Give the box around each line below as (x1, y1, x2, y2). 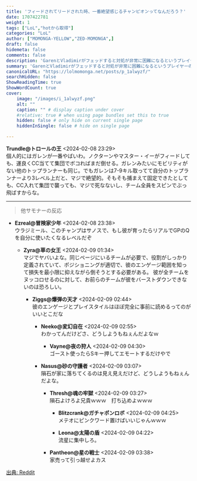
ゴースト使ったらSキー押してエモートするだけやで (49, 350, 171, 357)
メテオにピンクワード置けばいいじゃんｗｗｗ (58, 417, 167, 424)
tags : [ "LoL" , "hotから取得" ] (6, 25, 74, 31)
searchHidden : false (6, 74, 57, 80)
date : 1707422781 (6, 14, 49, 20)
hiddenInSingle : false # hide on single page (16, 123, 130, 129)
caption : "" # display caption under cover (16, 107, 125, 113)
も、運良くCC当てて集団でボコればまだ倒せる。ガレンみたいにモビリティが (6, 160, 188, 167)
